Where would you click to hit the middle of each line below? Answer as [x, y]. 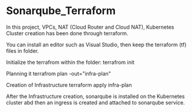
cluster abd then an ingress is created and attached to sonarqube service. [95, 102]
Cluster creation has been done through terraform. [67, 33]
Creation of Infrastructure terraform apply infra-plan [69, 85]
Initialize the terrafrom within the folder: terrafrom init [70, 62]
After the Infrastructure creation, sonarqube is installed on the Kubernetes [95, 96]
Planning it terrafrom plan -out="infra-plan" [59, 73]
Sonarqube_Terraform [61, 11]
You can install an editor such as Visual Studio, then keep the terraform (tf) [96, 45]
